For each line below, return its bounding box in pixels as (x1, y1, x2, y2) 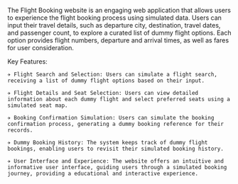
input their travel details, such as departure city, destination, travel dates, (7, 21, 221, 29)
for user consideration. (7, 44, 75, 52)
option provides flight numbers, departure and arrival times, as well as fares (7, 36, 229, 45)
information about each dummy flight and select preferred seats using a (7, 96, 231, 103)
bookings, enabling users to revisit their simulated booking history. (7, 145, 224, 152)
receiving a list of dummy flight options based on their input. (7, 77, 205, 84)
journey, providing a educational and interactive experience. (7, 170, 199, 177)
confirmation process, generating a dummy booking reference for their (7, 120, 224, 127)
